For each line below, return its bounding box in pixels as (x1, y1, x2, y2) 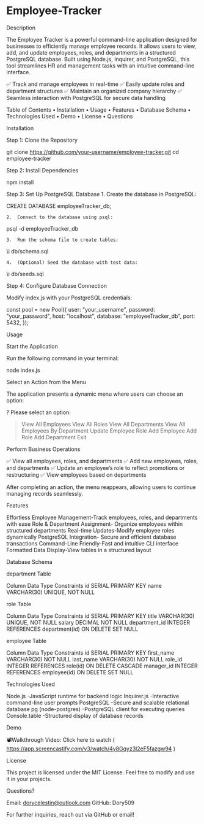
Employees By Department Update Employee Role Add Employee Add (21, 427, 197, 434)
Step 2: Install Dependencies (6, 166, 79, 174)
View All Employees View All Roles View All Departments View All (21, 420, 186, 428)
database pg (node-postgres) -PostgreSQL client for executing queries (6, 705, 185, 712)
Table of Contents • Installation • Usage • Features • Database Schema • (6, 106, 191, 114)
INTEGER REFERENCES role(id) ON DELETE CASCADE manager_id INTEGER (6, 662, 199, 669)
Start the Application (6, 342, 58, 350)
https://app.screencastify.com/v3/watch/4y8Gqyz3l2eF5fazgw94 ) (6, 745, 176, 752)
